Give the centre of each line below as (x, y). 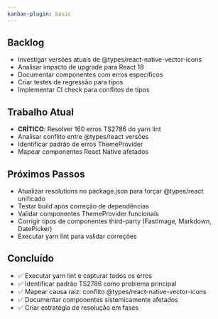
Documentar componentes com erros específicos (90, 74)
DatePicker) (35, 229)
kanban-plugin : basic (39, 14)
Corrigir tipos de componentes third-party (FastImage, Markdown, (114, 221)
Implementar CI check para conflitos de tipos (83, 90)
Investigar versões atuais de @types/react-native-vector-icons (110, 60)
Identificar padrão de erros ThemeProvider (80, 144)
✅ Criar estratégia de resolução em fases (78, 307)
